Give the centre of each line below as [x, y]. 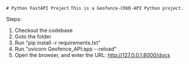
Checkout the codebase [44, 30]
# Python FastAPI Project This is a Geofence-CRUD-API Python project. [95, 8]
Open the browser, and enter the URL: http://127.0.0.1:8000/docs [92, 55]
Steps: [14, 19]
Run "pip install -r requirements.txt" [58, 43]
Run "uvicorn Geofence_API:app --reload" [65, 49]
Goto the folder [33, 36]
